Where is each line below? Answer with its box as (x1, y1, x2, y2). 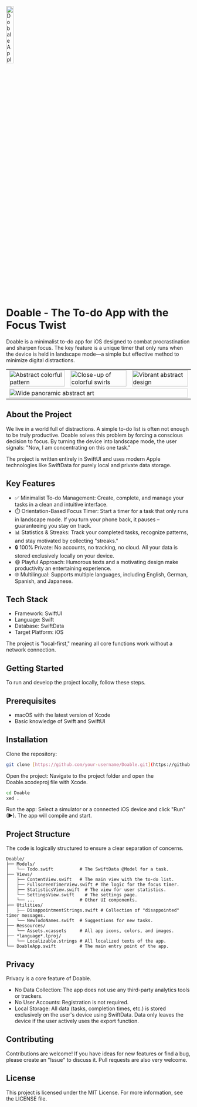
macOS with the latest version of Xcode (14, 711, 111, 718)
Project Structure (6, 829, 70, 839)
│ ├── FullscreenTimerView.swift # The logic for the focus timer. (6, 882, 180, 888)
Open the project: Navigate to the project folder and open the (6, 772, 154, 779)
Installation (6, 735, 48, 745)
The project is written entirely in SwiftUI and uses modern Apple (6, 455, 161, 463)
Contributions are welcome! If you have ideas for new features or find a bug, (6, 1050, 191, 1057)
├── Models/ (6, 861, 35, 868)
